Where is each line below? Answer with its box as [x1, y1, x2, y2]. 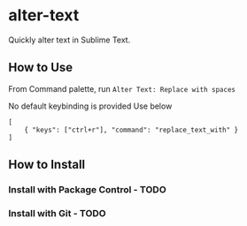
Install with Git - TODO [8, 207, 107, 219]
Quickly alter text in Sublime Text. [8, 34, 131, 45]
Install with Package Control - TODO [8, 184, 167, 196]
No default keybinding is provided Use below [8, 101, 173, 111]
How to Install [8, 157, 86, 172]
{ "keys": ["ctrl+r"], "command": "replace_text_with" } [24, 125, 239, 134]
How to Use [8, 60, 73, 75]
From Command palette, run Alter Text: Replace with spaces [8, 83, 236, 94]
